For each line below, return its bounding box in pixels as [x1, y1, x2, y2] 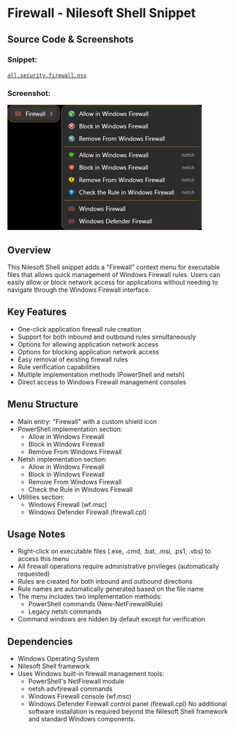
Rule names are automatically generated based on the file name [17, 584, 204, 594]
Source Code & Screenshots [7, 33, 134, 45]
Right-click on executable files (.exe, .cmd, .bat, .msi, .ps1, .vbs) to [17, 547, 211, 555]
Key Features [7, 306, 67, 318]
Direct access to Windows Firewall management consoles [17, 378, 186, 386]
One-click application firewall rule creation [17, 325, 142, 333]
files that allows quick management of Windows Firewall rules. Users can [7, 270, 221, 278]
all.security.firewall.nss [7, 72, 87, 79]
